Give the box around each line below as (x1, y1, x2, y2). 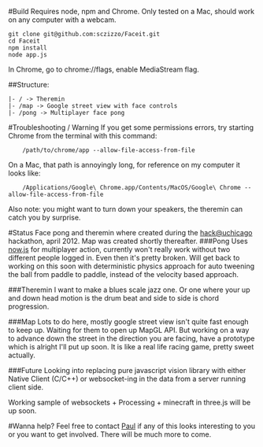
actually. (8, 350, 35, 360)
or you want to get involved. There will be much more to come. (8, 430, 212, 439)
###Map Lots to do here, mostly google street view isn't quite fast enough (8, 317, 249, 326)
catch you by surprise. (8, 212, 81, 222)
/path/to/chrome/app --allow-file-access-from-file (22, 146, 195, 154)
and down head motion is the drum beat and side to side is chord (8, 294, 219, 302)
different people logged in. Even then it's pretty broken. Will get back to (8, 253, 240, 262)
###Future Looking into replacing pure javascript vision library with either (8, 366, 246, 375)
